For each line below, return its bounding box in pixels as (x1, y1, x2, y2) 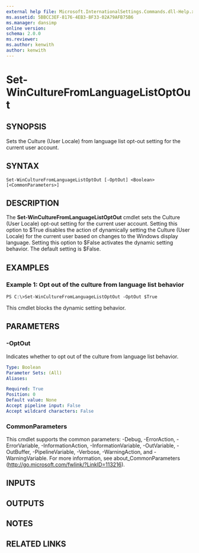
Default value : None (6, 397, 57, 403)
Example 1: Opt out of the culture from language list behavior (6, 280, 185, 289)
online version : (6, 25, 46, 31)
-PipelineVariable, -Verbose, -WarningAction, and (32, 448, 153, 456)
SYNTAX (6, 161, 40, 171)
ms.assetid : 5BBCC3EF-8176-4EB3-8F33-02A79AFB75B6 (6, 14, 134, 20)
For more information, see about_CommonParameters (49, 455, 181, 462)
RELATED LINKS (6, 539, 66, 549)
